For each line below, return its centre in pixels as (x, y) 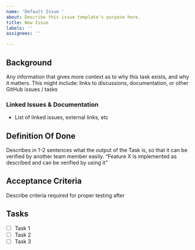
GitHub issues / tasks (32, 89)
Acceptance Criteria (44, 181)
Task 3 (23, 241)
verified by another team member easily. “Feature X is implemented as (91, 156)
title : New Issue (27, 22)
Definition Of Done (41, 136)
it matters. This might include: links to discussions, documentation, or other (97, 83)
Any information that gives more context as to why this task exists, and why (98, 77)
